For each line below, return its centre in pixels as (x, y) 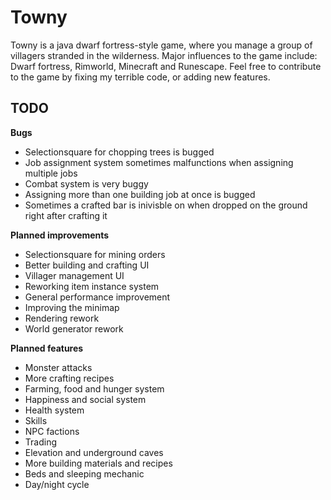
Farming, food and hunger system (94, 388)
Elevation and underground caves (94, 452)
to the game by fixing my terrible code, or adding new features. (140, 77)
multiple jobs (51, 173)
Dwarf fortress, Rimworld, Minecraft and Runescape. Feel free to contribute (166, 66)
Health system (54, 410)
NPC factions (52, 431)
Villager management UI (74, 275)
